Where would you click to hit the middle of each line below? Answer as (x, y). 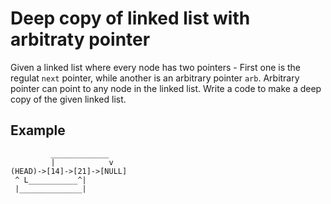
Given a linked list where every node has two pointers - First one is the (156, 67)
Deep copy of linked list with (130, 18)
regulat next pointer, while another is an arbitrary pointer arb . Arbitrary (155, 78)
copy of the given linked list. (68, 99)
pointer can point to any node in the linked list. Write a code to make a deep (166, 88)
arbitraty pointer (80, 39)
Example (38, 130)
